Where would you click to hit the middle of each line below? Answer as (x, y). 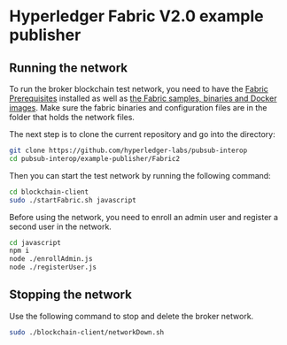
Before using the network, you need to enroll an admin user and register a (144, 217)
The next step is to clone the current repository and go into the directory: (143, 134)
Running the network (69, 68)
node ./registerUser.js (53, 267)
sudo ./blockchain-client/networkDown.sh (87, 332)
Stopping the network (71, 295)
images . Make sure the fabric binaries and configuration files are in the (138, 107)
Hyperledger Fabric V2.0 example (136, 16)
